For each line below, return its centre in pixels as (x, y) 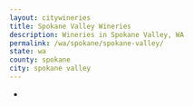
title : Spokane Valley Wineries (70, 26)
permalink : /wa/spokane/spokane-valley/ (87, 43)
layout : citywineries (50, 18)
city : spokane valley (50, 69)
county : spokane (40, 60)
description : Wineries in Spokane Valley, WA (96, 34)
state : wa (28, 52)
